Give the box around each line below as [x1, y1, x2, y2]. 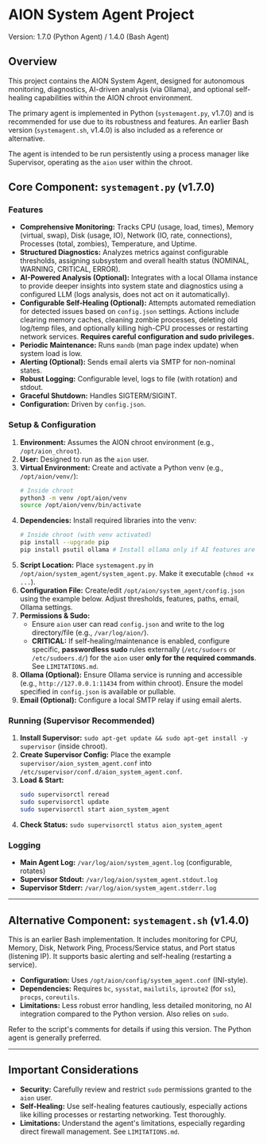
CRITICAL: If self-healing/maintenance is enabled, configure [31, 636, 230, 645]
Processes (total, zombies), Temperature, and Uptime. [19, 239, 197, 249]
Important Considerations [8, 1063, 139, 1077]
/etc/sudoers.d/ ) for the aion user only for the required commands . [31, 653, 257, 663]
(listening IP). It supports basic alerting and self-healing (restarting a [8, 952, 232, 961]
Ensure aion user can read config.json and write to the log [31, 619, 225, 628]
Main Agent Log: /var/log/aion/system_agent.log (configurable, [19, 858, 233, 868]
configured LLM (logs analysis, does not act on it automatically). [19, 290, 230, 300]
